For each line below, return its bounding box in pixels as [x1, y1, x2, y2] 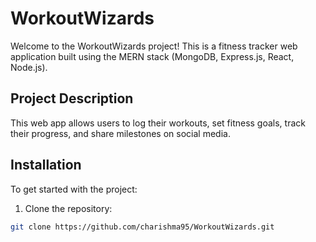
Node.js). [10, 61, 48, 73]
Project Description [10, 90, 134, 107]
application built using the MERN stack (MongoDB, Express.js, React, [10, 50, 295, 62]
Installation [10, 157, 82, 174]
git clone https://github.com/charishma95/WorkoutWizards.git [10, 222, 275, 232]
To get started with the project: [10, 183, 138, 195]
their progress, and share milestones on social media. [10, 127, 231, 139]
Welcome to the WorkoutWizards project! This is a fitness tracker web [10, 40, 298, 52]
